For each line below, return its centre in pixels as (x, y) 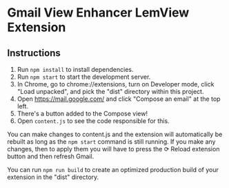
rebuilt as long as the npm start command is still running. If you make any (111, 142)
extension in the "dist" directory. (53, 177)
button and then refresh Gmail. (51, 156)
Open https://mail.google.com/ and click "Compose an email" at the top (119, 99)
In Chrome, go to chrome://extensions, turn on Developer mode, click (116, 84)
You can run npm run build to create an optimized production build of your (113, 170)
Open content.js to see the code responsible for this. (93, 121)
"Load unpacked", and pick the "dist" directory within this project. (110, 92)
